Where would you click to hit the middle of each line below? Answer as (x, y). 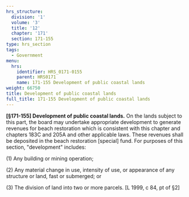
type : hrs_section (28, 45)
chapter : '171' (30, 34)
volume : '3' (26, 22)
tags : (13, 50)
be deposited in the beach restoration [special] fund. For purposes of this (94, 141)
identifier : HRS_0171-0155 (49, 72)
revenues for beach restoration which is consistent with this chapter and (93, 128)
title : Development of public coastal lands (61, 94)
